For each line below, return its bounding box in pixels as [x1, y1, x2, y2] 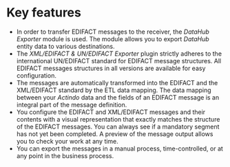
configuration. [16, 71, 56, 80]
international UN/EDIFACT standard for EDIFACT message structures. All [16, 56, 222, 65]
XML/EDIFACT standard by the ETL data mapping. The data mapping [16, 86, 211, 94]
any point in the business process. [16, 151, 114, 159]
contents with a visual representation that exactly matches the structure [16, 115, 220, 123]
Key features [6, 5, 82, 21]
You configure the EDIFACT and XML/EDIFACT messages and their [16, 108, 206, 116]
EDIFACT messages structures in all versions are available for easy [16, 64, 206, 72]
